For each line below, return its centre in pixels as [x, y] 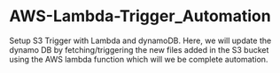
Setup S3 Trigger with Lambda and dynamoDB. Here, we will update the [140, 40]
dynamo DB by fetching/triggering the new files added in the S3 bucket [139, 49]
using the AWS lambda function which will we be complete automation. [139, 59]
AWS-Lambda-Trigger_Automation [140, 16]
